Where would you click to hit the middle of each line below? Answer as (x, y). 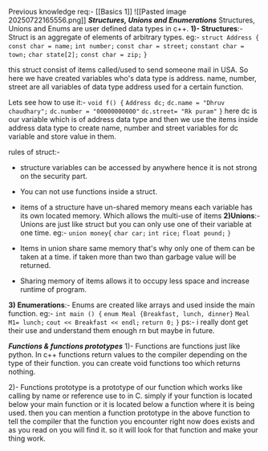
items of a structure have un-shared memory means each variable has (136, 207)
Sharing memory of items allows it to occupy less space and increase (135, 281)
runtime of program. (53, 289)
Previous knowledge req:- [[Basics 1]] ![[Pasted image (97, 12)
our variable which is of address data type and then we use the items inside (133, 119)
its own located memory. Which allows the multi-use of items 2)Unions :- (140, 215)
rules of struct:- (34, 152)
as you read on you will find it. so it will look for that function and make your (133, 430)
